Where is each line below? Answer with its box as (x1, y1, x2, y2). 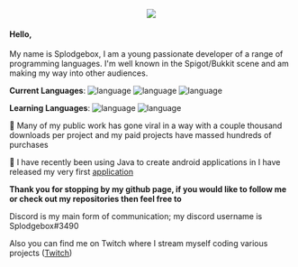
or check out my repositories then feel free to (9, 194, 182, 205)
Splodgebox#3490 (9, 221, 79, 232)
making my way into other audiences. (9, 68, 149, 78)
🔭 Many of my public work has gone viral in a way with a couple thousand (9, 120, 283, 131)
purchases (9, 140, 49, 151)
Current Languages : (9, 86, 86, 97)
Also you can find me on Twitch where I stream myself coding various (9, 238, 268, 249)
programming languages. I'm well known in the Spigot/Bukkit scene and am (9, 59, 290, 69)
